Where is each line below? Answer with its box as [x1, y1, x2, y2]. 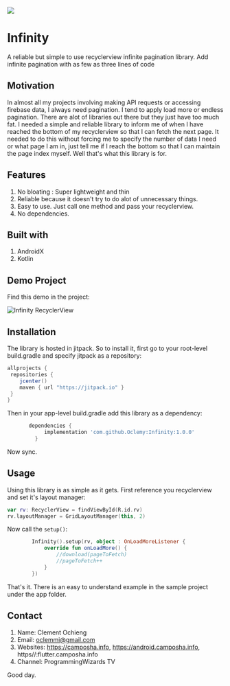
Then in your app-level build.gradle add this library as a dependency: [7, 409, 203, 418]
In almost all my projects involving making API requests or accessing [7, 98, 201, 106]
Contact [7, 610, 43, 621]
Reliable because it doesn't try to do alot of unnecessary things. [16, 194, 198, 203]
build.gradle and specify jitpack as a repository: [7, 352, 142, 360]
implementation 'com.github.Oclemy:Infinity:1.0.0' [43, 429, 195, 436]
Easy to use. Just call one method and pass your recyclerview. [16, 202, 194, 210]
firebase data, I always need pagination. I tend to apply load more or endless [7, 105, 224, 113]
